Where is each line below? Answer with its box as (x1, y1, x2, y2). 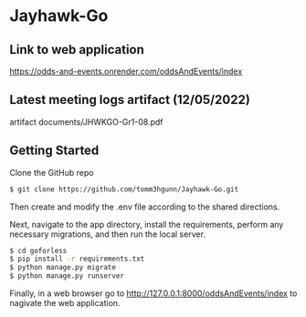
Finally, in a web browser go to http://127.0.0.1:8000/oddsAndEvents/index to (9, 288, 298, 299)
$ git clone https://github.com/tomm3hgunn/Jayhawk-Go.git (9, 184, 239, 194)
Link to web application (9, 42, 144, 57)
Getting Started (9, 143, 100, 158)
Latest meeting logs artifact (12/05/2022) (9, 92, 251, 107)
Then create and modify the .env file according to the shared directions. (9, 201, 280, 212)
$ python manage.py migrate (9, 263, 117, 272)
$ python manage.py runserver (9, 271, 125, 281)
